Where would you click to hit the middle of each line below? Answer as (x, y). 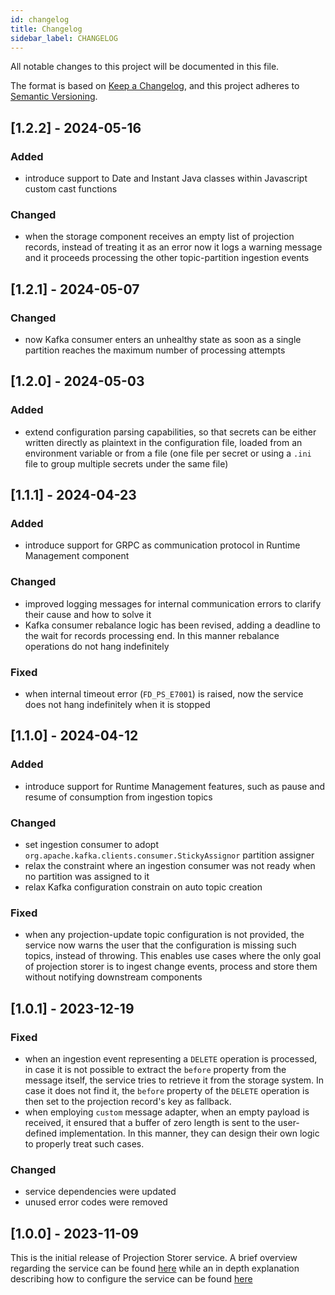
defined (41, 1133)
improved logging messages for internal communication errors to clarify (173, 603)
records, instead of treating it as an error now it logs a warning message (173, 247)
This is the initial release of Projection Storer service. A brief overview (154, 1258)
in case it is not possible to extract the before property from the (155, 1069)
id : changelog (40, 19)
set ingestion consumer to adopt (91, 844)
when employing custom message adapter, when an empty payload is (167, 1112)
